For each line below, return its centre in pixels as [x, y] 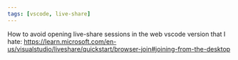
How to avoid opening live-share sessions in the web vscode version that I [117, 34]
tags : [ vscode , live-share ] [49, 14]
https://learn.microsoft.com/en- [70, 41]
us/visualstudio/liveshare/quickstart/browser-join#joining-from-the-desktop [119, 49]
